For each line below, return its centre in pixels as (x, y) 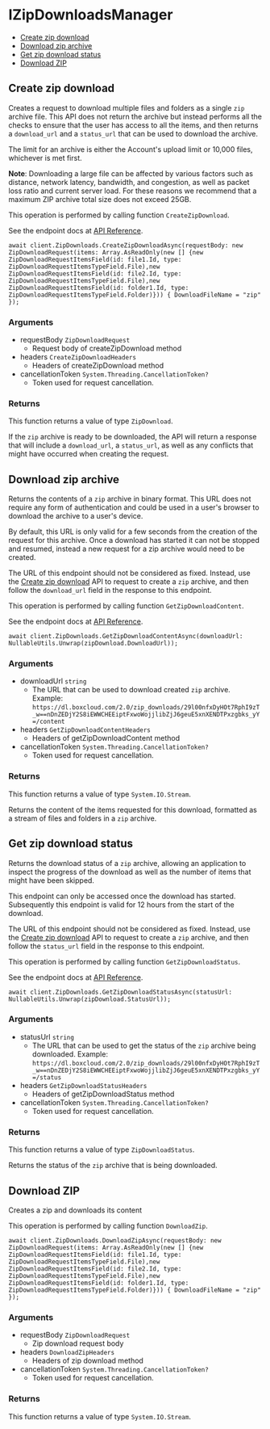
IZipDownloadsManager (91, 15)
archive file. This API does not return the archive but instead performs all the (135, 116)
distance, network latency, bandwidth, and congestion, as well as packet (129, 182)
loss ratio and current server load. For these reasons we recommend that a (133, 191)
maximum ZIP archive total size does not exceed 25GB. (100, 199)
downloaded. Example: (70, 1054)
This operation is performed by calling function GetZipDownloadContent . (126, 606)
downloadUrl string (53, 681)
